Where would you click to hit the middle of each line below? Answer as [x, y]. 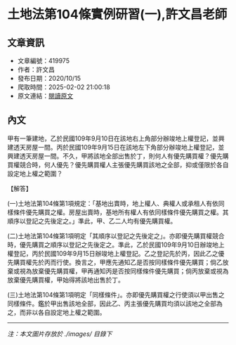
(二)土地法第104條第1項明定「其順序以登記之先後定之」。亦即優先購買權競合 [116, 235]
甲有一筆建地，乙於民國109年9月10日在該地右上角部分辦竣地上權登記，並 [113, 138]
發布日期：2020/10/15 [49, 78]
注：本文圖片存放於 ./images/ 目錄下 [60, 334]
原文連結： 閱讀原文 [45, 96]
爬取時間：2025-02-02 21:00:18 [64, 87]
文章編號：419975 [44, 61]
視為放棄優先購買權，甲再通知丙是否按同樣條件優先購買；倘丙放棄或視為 [124, 271]
